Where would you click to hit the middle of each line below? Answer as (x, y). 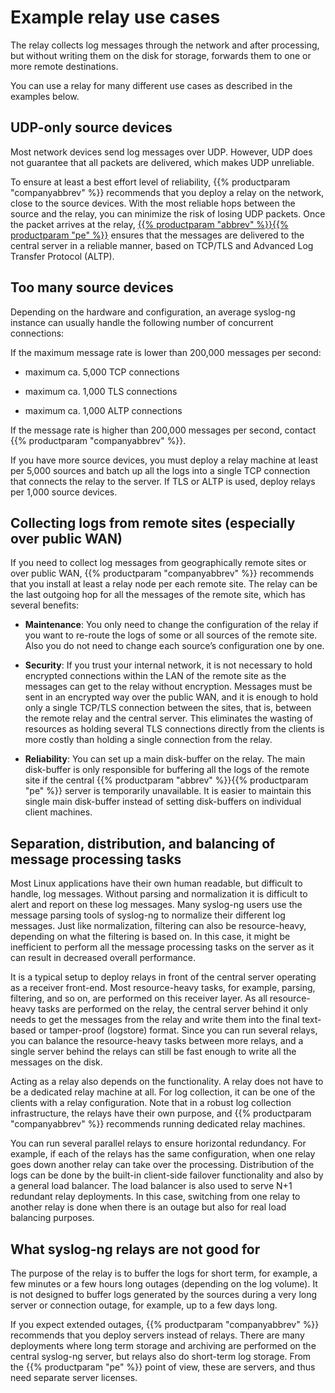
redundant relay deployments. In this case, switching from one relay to (155, 1197)
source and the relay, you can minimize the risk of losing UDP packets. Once (168, 213)
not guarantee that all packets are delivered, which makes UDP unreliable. (162, 162)
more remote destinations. (64, 66)
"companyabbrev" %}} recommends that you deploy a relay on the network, (167, 192)
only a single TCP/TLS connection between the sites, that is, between (168, 708)
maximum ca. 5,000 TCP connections (102, 372)
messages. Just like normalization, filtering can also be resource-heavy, (158, 926)
